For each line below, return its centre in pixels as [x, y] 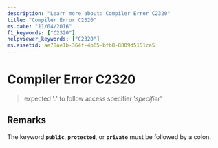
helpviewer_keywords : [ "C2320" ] [53, 39]
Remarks [27, 120]
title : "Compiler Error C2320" [52, 20]
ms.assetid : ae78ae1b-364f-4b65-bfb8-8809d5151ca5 [81, 45]
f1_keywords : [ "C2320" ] [41, 33]
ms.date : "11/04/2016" [40, 26]
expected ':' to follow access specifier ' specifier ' [93, 98]
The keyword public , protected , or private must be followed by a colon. [109, 137]
